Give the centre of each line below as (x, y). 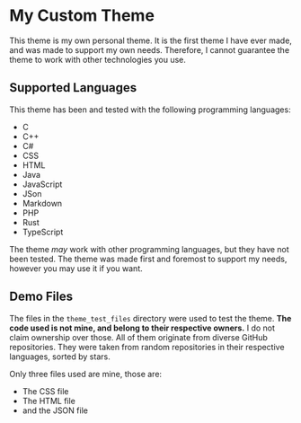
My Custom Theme (82, 16)
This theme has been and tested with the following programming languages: (150, 110)
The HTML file (49, 401)
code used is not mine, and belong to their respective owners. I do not (142, 328)
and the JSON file (55, 410)
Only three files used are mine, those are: (86, 374)
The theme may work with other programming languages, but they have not (149, 249)
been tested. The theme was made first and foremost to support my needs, (148, 259)
